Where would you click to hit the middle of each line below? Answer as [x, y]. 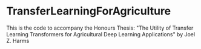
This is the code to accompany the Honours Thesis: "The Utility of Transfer [100, 28]
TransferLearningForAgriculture [89, 11]
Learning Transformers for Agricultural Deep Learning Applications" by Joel [101, 34]
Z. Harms [18, 41]
